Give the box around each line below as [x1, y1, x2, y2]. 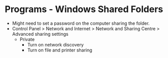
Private [19, 36, 35, 42]
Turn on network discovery [27, 41, 84, 47]
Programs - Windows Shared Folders [5, 4, 163, 15]
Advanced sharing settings [12, 31, 69, 37]
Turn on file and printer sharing [27, 47, 92, 53]
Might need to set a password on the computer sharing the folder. [12, 20, 150, 26]
